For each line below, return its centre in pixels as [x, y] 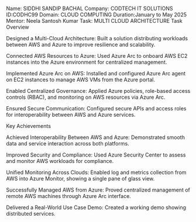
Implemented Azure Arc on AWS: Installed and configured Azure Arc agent [96, 73]
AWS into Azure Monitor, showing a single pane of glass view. [80, 178]
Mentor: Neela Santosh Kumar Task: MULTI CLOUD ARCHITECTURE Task [94, 21]
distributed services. [31, 214]
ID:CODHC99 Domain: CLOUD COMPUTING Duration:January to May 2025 [97, 15]
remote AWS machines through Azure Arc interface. [69, 196]
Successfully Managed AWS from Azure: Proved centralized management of [98, 190]
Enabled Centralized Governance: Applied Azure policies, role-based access [98, 91]
